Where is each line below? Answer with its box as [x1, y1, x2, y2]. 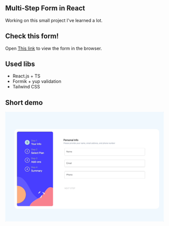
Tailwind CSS [12, 84, 40, 90]
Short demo [5, 98, 43, 107]
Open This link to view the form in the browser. [5, 45, 102, 51]
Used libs [5, 60, 35, 68]
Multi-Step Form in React [5, 4, 86, 13]
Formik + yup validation [12, 78, 62, 84]
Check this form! [5, 32, 59, 41]
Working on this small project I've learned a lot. [5, 17, 103, 23]
